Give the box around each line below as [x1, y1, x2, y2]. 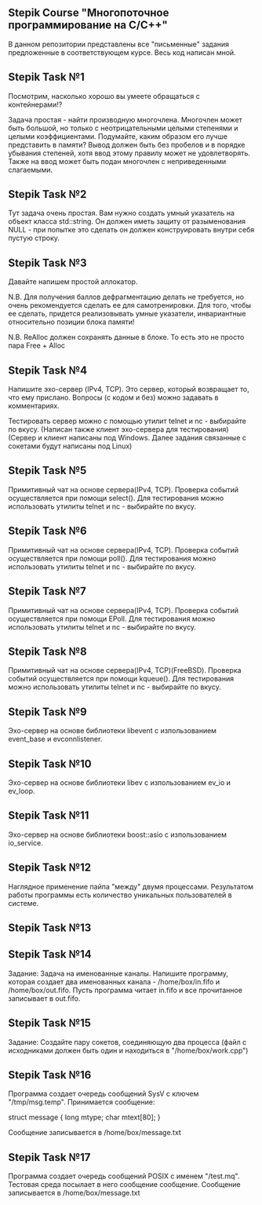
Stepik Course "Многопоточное [8, 6, 169, 20]
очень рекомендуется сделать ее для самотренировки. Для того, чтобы [8, 301, 252, 310]
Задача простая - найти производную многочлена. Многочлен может [8, 115, 243, 124]
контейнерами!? [8, 100, 63, 109]
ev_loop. [8, 786, 35, 795]
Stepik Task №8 [8, 644, 88, 658]
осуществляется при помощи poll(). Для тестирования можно [8, 553, 217, 563]
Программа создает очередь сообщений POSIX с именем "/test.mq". [8, 1171, 240, 1181]
